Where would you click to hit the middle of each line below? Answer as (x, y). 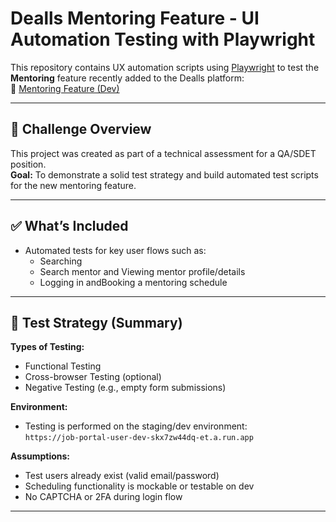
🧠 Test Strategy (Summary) (96, 322)
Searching (61, 261)
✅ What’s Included (69, 226)
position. (28, 164)
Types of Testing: (47, 347)
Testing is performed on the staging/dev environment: (136, 426)
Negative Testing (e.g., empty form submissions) (125, 388)
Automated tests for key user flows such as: (115, 250)
